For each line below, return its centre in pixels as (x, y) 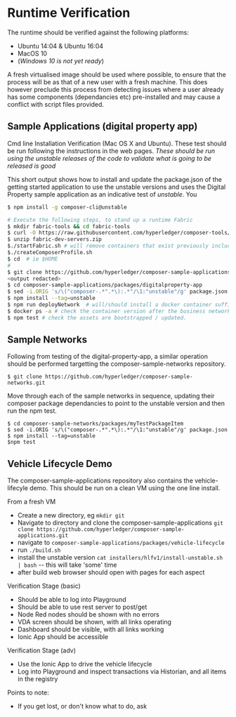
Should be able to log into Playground (72, 600)
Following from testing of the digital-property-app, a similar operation (108, 357)
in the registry (38, 679)
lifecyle (18, 488)
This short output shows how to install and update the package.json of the (115, 179)
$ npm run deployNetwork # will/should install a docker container (110, 305)
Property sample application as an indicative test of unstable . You (102, 194)
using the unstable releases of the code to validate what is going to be (110, 158)
